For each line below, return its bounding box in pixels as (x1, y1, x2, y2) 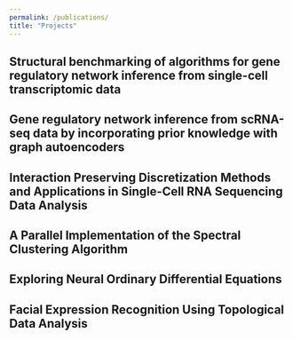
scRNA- (240, 112, 285, 127)
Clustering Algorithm (9, 241, 129, 257)
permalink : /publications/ (9, 12, 109, 22)
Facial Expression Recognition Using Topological (9, 302, 285, 317)
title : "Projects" (9, 21, 77, 30)
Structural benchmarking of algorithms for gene (9, 54, 281, 69)
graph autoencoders (9, 139, 125, 155)
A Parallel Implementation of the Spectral (9, 228, 242, 243)
